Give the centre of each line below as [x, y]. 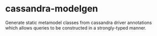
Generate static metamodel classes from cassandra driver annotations [78, 22]
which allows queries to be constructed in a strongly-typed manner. [76, 27]
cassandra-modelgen [52, 9]
